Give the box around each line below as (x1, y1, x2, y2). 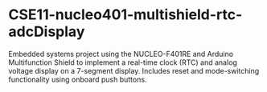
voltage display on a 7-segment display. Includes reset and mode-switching (8, 66, 260, 75)
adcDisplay (8, 22, 85, 41)
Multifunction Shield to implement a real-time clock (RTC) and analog (8, 58, 237, 67)
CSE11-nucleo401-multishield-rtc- (8, 6, 243, 24)
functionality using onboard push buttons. (8, 74, 147, 84)
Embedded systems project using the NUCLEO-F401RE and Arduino (8, 49, 234, 58)
